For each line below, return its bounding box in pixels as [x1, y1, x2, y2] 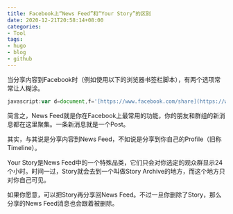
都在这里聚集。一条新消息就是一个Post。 [12, 120, 130, 129]
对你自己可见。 [7, 175, 50, 184]
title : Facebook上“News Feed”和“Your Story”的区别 [7, 10, 151, 17]
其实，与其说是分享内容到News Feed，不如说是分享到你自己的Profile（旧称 [7, 135, 222, 143]
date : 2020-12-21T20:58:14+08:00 [7, 17, 104, 24]
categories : [7, 23, 42, 30]
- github [7, 56, 33, 63]
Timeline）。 [7, 143, 42, 151]
